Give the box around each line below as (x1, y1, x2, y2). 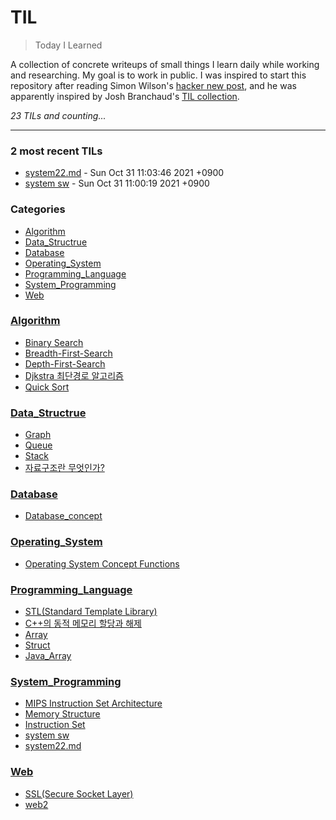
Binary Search (24, 336, 84, 348)
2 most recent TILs (10, 144, 103, 158)
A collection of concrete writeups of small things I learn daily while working (10, 58, 320, 70)
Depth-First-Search (24, 357, 106, 370)
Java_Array (24, 650, 72, 662)
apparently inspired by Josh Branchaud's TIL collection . (10, 90, 240, 102)
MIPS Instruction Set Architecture (24, 697, 163, 710)
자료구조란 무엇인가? (24, 462, 105, 474)
